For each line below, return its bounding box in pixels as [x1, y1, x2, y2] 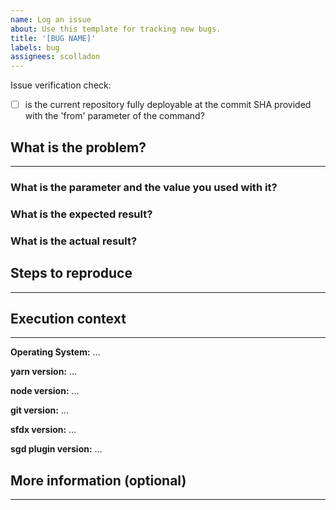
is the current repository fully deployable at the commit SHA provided [24, 99, 312, 111]
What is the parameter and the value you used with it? [10, 180, 278, 194]
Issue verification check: [10, 79, 112, 91]
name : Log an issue [10, 14, 92, 25]
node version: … [10, 385, 80, 397]
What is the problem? [10, 139, 147, 156]
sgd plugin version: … [10, 443, 103, 455]
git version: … [10, 404, 69, 416]
